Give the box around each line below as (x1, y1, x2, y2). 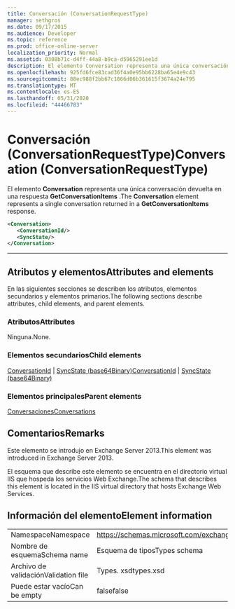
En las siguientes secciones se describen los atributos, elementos (7, 285, 197, 293)
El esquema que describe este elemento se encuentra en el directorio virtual (7, 467, 227, 475)
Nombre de (10, 541, 48, 551)
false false (97, 586, 129, 596)
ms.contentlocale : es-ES (7, 88, 80, 95)
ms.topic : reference (7, 36, 68, 43)
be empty (10, 590, 43, 600)
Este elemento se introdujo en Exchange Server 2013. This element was (7, 446, 212, 454)
